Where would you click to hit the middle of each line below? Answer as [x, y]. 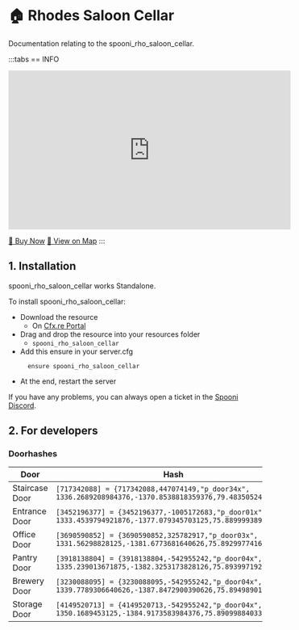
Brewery [28, 581]
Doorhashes [33, 454]
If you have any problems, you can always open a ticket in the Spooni [123, 397]
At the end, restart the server [68, 381]
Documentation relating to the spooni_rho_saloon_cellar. [102, 43]
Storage [27, 604]
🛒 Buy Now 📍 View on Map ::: [57, 241]
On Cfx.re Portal [59, 325]
